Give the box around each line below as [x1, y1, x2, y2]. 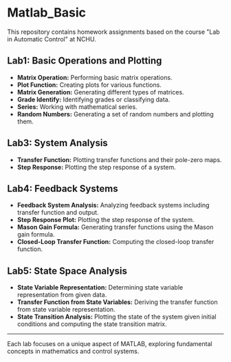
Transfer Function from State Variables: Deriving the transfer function [16, 298, 218, 306]
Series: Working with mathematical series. [16, 102, 137, 111]
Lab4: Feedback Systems [7, 183, 118, 194]
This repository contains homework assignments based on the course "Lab [7, 28, 220, 36]
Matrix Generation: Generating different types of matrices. [16, 88, 184, 96]
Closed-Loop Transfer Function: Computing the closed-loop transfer [16, 238, 214, 246]
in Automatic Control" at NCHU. [7, 34, 96, 43]
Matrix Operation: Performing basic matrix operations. [16, 73, 173, 81]
